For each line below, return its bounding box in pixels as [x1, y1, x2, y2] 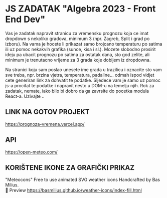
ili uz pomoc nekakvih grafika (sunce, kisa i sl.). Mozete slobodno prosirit [5, 46, 156, 52]
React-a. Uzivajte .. [5, 93, 45, 99]
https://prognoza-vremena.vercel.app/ [5, 121, 85, 127]
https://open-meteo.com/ [5, 149, 58, 155]
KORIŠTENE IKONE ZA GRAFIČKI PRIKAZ [5, 163, 134, 172]
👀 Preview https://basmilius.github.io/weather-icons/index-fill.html [5, 187, 142, 193]
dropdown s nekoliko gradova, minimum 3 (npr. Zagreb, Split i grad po [5, 36, 150, 42]
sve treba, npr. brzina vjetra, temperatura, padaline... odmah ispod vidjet [5, 72, 154, 78]
